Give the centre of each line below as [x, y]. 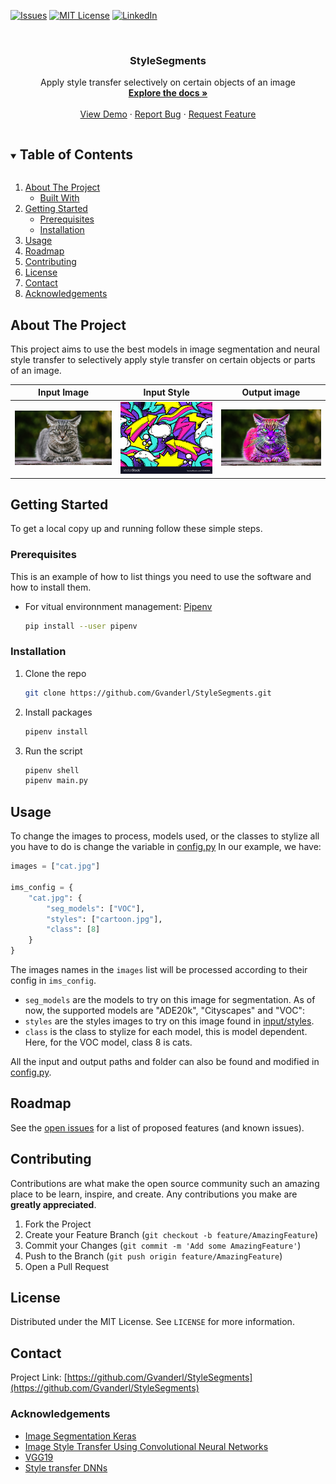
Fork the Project [58, 1224]
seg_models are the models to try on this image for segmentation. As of [170, 1000]
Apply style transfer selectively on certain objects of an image [168, 82]
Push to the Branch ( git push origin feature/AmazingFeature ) [153, 1256]
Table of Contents [76, 154]
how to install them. [51, 587]
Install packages [58, 712]
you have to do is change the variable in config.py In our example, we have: [166, 847]
